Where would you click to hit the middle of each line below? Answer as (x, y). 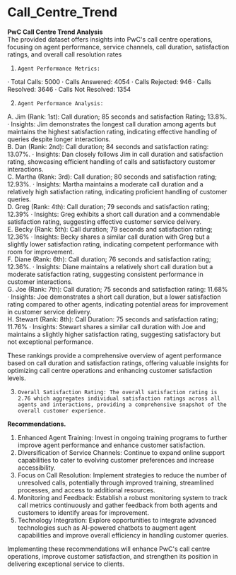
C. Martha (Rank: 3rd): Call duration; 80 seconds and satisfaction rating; (112, 177)
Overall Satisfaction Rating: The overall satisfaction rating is (117, 392)
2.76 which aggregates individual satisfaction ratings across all (119, 398)
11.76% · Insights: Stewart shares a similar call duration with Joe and (107, 326)
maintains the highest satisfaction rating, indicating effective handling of (112, 131)
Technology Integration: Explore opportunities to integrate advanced (117, 520)
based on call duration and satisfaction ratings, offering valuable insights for (118, 363)
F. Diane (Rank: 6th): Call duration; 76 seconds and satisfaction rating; (109, 259)
